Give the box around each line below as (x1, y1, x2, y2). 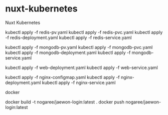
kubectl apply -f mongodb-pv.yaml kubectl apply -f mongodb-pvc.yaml (5, 44, 153, 50)
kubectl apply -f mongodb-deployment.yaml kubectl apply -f (5, 49, 131, 55)
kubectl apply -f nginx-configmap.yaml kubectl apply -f (5, 74, 120, 80)
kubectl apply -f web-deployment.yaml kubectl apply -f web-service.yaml (5, 64, 158, 70)
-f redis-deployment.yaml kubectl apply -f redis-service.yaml (5, 34, 132, 40)
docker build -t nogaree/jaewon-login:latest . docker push (5, 98, 124, 105)
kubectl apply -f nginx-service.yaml (42, 79, 116, 85)
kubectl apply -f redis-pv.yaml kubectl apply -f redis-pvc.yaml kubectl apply (5, 29, 163, 35)
